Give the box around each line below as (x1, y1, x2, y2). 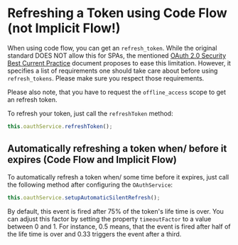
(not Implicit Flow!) (7, 20, 121, 36)
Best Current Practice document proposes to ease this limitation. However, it (7, 58, 231, 67)
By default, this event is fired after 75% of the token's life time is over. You (7, 207, 224, 215)
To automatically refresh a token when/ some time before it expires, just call (7, 172, 229, 181)
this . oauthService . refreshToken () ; (7, 123, 113, 130)
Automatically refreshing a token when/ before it (7, 142, 227, 155)
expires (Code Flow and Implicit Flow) (7, 154, 178, 166)
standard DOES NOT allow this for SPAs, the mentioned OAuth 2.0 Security (7, 51, 227, 60)
